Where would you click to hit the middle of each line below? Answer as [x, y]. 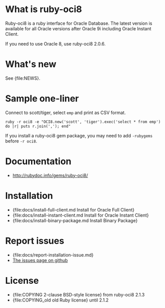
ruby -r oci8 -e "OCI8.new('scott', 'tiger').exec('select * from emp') [83, 122]
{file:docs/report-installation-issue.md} [53, 255]
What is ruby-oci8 [44, 9]
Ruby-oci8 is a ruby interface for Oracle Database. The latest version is [79, 23]
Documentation [38, 161]
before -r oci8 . [21, 141]
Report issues [35, 241]
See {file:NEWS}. [23, 78]
